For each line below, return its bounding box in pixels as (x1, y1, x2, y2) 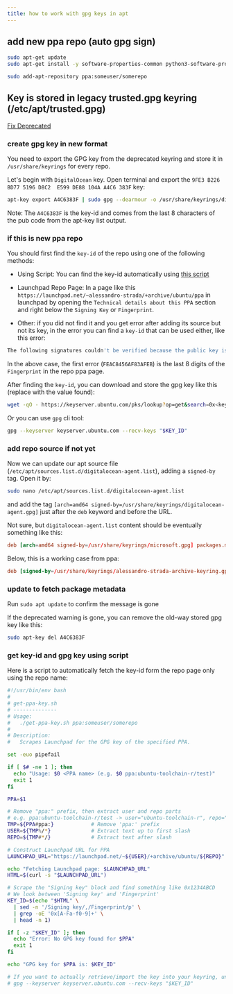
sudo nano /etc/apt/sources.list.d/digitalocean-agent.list (7, 488, 185, 495)
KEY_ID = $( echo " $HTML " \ (7, 898, 79, 905)
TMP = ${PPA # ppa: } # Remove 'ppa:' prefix (7, 821, 159, 828)
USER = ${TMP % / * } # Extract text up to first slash (7, 828, 191, 834)
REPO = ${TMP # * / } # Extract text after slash (7, 834, 172, 841)
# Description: (7, 732, 51, 739)
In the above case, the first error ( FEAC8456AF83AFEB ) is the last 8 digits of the (7, 360, 225, 368)
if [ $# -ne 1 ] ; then (7, 764, 73, 771)
